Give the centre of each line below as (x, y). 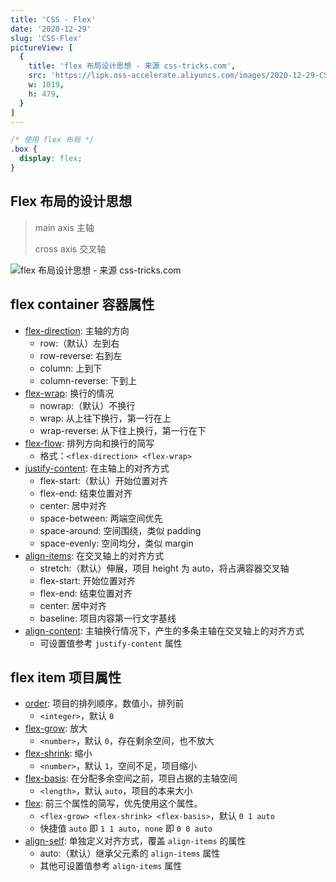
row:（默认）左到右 (79, 343)
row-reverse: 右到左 (81, 355)
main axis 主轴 (64, 227)
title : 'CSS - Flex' (53, 19)
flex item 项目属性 (66, 677)
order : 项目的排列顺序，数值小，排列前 (104, 703)
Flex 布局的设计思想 (71, 201)
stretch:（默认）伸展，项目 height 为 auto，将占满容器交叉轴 (164, 568)
